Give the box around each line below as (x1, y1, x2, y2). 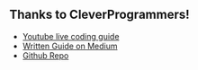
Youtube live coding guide (22, 31, 120, 41)
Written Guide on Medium (22, 40, 119, 51)
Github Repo (22, 49, 69, 61)
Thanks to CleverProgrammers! (9, 7, 191, 22)
